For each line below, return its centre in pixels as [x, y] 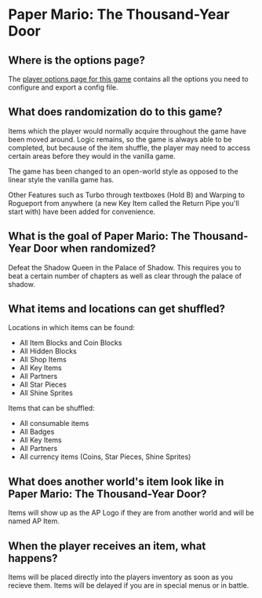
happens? [33, 558]
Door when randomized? [95, 249]
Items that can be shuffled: [52, 408]
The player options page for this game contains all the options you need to [128, 79]
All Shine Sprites [46, 393]
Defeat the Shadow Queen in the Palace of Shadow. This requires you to [125, 267]
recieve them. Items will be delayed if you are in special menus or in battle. [129, 585]
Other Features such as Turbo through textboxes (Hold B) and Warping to [127, 195]
